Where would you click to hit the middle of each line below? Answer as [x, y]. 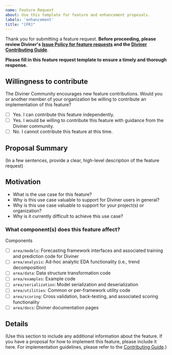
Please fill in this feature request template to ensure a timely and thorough [86, 60]
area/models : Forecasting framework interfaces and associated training [88, 251]
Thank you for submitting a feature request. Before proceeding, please [81, 39]
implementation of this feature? [38, 105]
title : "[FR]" [21, 24]
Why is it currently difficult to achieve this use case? [68, 216]
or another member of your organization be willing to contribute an [76, 99]
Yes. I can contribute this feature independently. [63, 115]
